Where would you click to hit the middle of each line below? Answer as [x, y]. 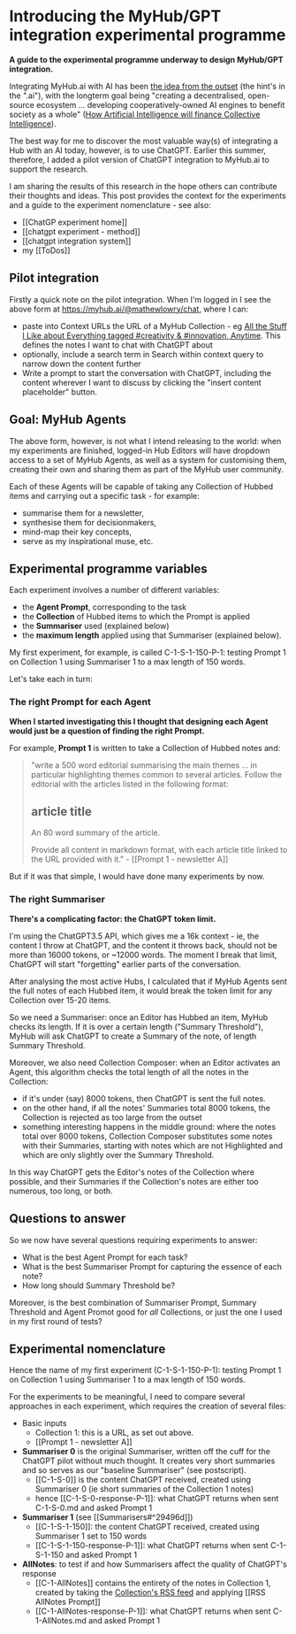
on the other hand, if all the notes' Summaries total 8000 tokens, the [146, 1108]
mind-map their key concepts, [77, 532]
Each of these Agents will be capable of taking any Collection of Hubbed [141, 486]
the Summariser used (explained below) [95, 626]
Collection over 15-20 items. [61, 1000]
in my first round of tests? [56, 1321]
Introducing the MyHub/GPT [115, 16]
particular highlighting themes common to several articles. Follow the [156, 774]
